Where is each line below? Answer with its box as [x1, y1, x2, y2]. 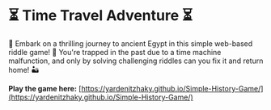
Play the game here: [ [8, 83, 82, 93]
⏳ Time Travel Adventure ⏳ [8, 6, 193, 25]
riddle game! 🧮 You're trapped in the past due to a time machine [8, 47, 222, 57]
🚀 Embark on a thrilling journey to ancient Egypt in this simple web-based [8, 38, 253, 49]
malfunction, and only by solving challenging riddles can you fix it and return [8, 56, 264, 66]
